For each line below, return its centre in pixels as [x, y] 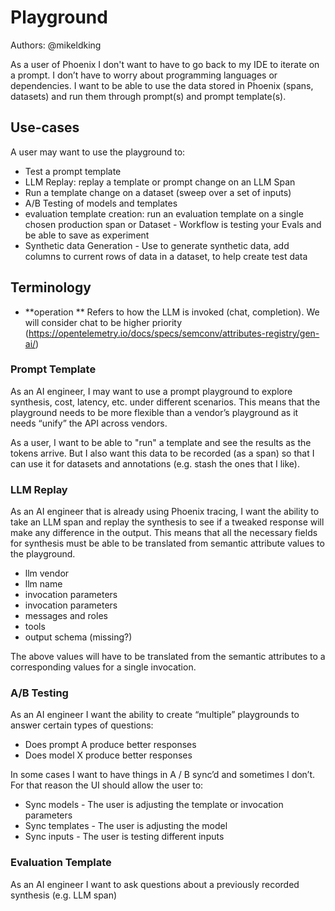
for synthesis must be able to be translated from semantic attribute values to [167, 543]
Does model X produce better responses [108, 755]
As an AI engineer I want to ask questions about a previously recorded [155, 884]
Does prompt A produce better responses [110, 745]
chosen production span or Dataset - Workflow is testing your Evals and [173, 224]
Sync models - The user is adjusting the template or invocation [154, 805]
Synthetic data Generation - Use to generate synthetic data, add [157, 245]
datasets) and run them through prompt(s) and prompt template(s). [148, 96]
